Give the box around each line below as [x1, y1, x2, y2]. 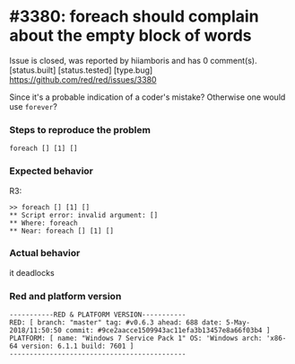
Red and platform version [9, 289, 122, 302]
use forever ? [9, 101, 58, 111]
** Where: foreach [9, 218, 78, 227]
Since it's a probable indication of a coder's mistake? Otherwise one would [9, 92, 286, 102]
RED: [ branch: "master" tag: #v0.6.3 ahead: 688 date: [9, 318, 222, 327]
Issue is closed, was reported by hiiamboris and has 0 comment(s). [9, 55, 257, 66]
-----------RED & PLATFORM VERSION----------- [9, 310, 187, 320]
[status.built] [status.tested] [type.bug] [9, 65, 153, 75]
